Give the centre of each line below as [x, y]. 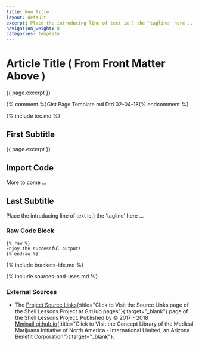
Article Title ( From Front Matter [86, 64]
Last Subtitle [30, 201]
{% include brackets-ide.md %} [45, 265]
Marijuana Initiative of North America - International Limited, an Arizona [102, 330]
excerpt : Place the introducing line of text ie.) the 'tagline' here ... [101, 23]
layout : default [26, 17]
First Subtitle [31, 135]
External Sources [32, 292]
